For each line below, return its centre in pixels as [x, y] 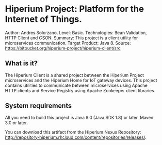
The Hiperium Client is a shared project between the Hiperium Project [74, 75]
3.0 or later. [16, 123]
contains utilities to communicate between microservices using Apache [76, 85]
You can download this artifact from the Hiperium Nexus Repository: [73, 132]
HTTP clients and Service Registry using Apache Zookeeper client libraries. [80, 90]
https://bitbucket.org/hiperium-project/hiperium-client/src [63, 48]
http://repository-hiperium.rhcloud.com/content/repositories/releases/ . [76, 137]
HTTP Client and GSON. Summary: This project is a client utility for [72, 38]
